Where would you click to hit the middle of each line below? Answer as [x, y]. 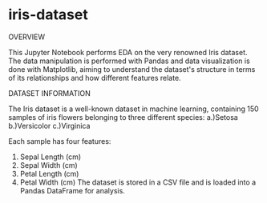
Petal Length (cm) [49, 173]
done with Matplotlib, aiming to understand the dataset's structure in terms [132, 69]
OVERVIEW [27, 37]
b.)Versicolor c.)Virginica [49, 125]
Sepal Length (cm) [51, 157]
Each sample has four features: [60, 141]
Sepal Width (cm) [49, 165]
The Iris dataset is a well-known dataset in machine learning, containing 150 [133, 109]
